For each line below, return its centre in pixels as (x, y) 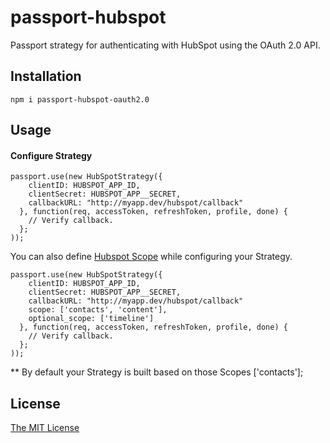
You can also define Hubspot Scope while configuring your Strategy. (151, 257)
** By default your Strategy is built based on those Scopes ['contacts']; (157, 372)
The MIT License (45, 428)
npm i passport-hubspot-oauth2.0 (80, 99)
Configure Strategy (51, 155)
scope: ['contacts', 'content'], (98, 310)
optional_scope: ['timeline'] (91, 319)
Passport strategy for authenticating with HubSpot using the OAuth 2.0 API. (165, 45)
